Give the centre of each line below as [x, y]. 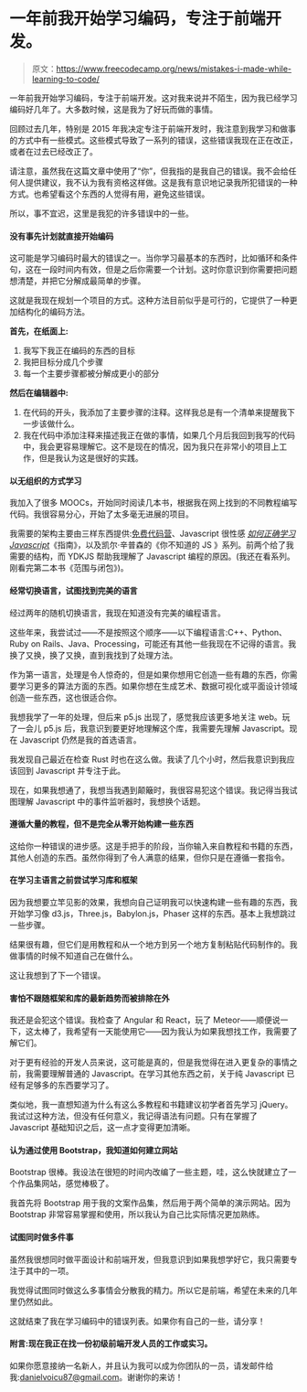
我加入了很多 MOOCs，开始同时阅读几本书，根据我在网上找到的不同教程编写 [153, 503]
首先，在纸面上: [39, 331]
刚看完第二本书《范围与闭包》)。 [69, 568]
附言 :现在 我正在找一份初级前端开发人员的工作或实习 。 [111, 1344]
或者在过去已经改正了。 [53, 151]
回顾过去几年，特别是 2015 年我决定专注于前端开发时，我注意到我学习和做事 [153, 128]
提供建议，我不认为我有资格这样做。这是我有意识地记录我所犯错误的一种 [161, 182]
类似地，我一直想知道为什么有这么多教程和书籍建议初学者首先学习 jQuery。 [151, 1105]
